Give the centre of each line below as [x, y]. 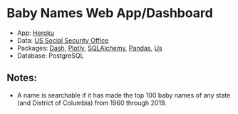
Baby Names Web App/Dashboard [110, 13]
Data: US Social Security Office [63, 40]
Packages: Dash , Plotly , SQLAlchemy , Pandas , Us [89, 48]
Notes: [22, 78]
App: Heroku [36, 33]
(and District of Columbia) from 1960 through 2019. [92, 103]
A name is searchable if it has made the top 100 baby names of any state [124, 95]
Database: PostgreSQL [50, 56]
